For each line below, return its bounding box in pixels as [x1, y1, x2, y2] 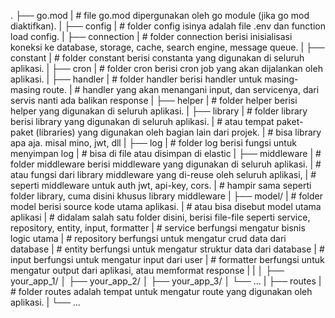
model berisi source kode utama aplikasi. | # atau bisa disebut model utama [10, 201, 322, 212]
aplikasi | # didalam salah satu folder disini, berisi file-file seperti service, [10, 211, 311, 223]
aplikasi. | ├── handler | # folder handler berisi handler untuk [10, 73, 263, 85]
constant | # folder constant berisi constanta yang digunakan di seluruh [10, 52, 305, 64]
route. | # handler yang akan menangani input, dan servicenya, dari [42, 84, 320, 95]
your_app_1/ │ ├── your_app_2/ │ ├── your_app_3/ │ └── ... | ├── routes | [10, 275, 322, 287]
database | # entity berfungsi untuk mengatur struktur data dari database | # [10, 243, 325, 255]
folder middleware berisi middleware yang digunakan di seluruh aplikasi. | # [10, 158, 322, 170]
